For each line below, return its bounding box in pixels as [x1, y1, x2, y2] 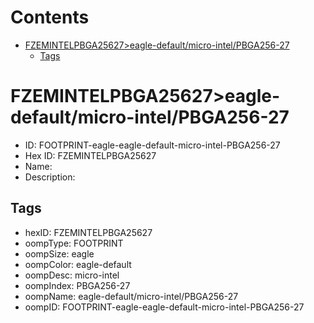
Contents [10, 6, 90, 29]
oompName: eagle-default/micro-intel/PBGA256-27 [24, 290, 239, 302]
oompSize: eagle [24, 247, 95, 260]
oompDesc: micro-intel [24, 269, 120, 281]
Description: [24, 171, 76, 183]
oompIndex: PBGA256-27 [24, 279, 131, 291]
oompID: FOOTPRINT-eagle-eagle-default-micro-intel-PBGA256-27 [24, 301, 305, 313]
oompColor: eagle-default [24, 258, 132, 270]
